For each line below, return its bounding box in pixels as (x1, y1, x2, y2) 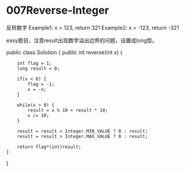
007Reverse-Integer (6, 4, 109, 17)
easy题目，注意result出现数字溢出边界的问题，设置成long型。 (6, 36, 158, 44)
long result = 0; (17, 65, 60, 72)
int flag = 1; (17, 60, 52, 66)
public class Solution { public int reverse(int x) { (6, 48, 123, 56)
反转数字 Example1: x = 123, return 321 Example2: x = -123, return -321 (6, 24, 179, 31)
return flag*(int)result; (17, 144, 82, 150)
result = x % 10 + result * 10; (27, 107, 109, 113)
